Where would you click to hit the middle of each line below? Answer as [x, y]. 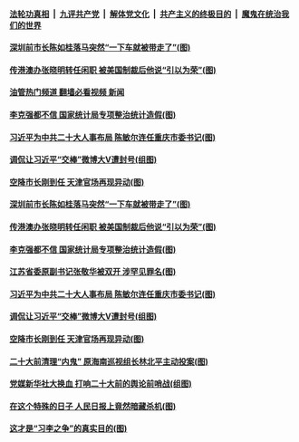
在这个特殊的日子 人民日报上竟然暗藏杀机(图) [93, 406]
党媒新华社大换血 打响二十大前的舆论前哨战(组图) [101, 384]
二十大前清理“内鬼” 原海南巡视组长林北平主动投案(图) [109, 361]
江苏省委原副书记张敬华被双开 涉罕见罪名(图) [93, 272]
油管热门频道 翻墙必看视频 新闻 [67, 92]
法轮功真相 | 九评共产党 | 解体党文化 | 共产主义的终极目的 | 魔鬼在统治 [145, 14]
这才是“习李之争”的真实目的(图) [68, 428]
